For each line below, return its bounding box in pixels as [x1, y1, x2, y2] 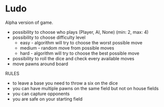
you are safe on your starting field [12, 96, 83, 102]
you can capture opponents [12, 91, 70, 97]
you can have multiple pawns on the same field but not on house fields [12, 85, 159, 91]
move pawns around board [12, 61, 69, 67]
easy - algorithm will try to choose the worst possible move [20, 39, 143, 45]
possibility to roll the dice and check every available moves [12, 55, 134, 61]
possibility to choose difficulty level [12, 34, 86, 40]
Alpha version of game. [5, 19, 54, 25]
